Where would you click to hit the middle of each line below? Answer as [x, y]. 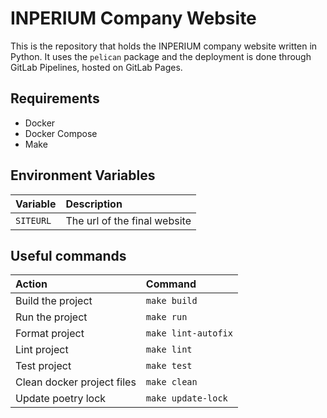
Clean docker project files [76, 382]
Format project [50, 334]
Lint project [42, 350]
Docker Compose [61, 133]
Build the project [54, 301]
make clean [171, 382]
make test [169, 366]
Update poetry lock [61, 399]
